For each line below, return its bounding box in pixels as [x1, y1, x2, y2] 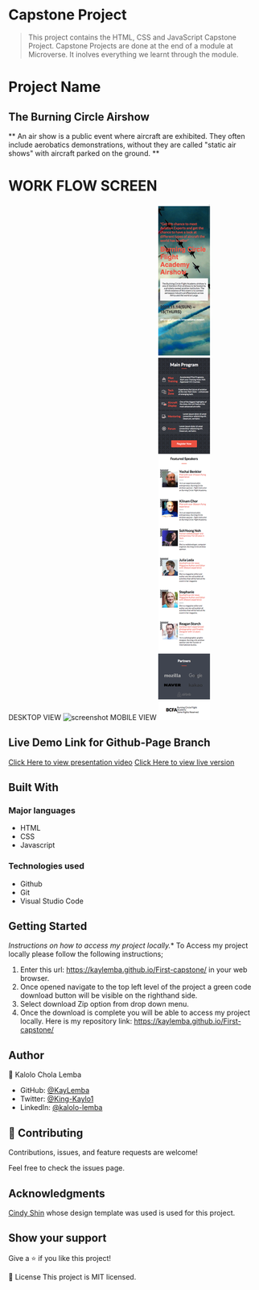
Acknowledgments [8, 1187, 106, 1200]
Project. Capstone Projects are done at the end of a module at [27, 40, 233, 50]
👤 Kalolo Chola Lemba [8, 1070, 82, 1079]
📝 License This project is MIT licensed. [8, 1271, 137, 1281]
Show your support [8, 1231, 107, 1245]
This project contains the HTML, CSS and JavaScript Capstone [27, 32, 237, 42]
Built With [8, 781, 59, 794]
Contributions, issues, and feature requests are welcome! [8, 1148, 199, 1158]
